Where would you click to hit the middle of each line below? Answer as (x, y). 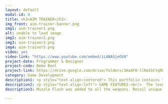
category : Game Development (34, 75)
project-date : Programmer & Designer (44, 61)
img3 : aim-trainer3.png (30, 43)
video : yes (16, 52)
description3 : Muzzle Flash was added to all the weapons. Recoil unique (84, 89)
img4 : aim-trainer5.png (30, 47)
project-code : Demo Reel (31, 66)
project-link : (20, 71)
